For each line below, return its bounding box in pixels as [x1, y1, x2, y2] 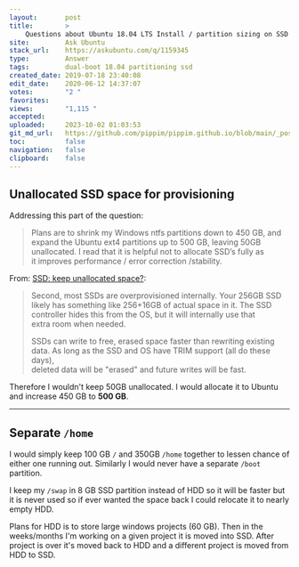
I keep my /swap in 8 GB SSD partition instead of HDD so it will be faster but [9, 485, 286, 496]
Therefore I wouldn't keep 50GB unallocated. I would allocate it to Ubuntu [9, 382, 279, 393]
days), [30, 355, 55, 366]
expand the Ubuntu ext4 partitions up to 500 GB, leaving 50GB [30, 237, 262, 247]
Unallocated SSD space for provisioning [9, 186, 235, 201]
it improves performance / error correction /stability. [30, 255, 222, 267]
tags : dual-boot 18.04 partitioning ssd [9, 63, 193, 72]
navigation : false [9, 145, 86, 154]
